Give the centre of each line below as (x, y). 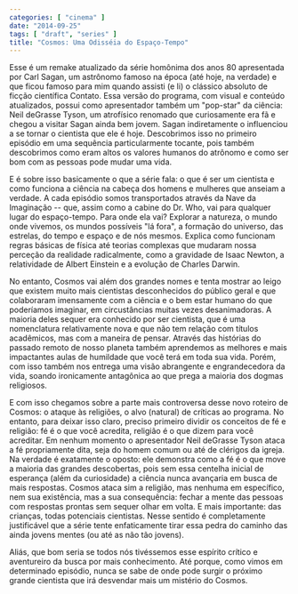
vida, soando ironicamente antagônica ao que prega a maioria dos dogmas (146, 376)
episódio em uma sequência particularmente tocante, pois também (132, 143)
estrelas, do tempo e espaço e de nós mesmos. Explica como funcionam (142, 236)
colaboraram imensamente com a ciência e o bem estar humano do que (141, 301)
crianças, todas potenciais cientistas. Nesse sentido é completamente (137, 516)
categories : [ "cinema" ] (57, 17)
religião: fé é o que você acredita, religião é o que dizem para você (132, 431)
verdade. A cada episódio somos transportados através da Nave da (133, 198)
